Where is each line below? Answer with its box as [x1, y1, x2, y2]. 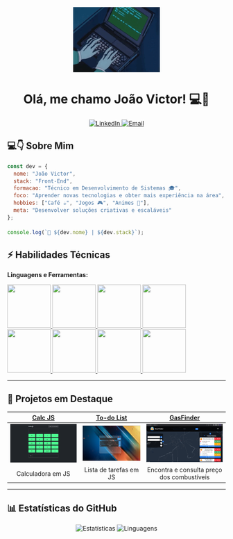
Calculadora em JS [16, 469, 71, 478]
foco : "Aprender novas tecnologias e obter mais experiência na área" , [13, 192, 225, 199]
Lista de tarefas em [84, 465, 139, 474]
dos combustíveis [159, 473, 210, 481]
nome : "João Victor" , [13, 170, 76, 177]
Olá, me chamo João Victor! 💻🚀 [23, 92, 210, 107]
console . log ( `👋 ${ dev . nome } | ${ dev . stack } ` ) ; [7, 229, 144, 235]
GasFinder [169, 413, 200, 422]
